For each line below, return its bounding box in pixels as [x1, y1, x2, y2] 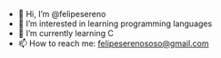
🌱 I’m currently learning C [17, 28, 115, 38]
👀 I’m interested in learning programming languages [17, 18, 213, 29]
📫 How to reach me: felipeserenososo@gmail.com [17, 38, 209, 49]
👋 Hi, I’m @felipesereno [17, 9, 106, 19]
